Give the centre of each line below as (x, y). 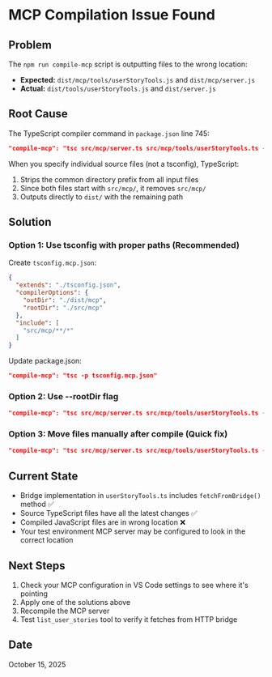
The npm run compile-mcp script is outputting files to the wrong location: (128, 64)
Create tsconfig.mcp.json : (53, 263)
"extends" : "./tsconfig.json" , (68, 285)
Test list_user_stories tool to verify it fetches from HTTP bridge (129, 619)
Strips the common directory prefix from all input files (109, 179)
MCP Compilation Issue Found (112, 15)
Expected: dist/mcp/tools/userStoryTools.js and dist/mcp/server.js (138, 80)
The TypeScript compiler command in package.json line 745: (109, 133)
